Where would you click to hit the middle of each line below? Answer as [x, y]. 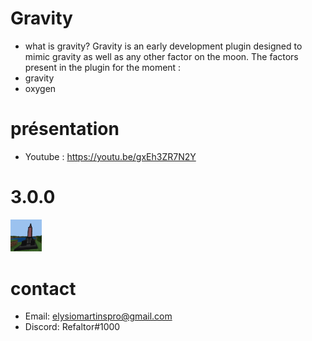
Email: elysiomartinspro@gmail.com [98, 316]
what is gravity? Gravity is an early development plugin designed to [163, 46]
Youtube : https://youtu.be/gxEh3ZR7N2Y [110, 156]
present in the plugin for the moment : [103, 67]
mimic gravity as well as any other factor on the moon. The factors [161, 56]
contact [43, 288]
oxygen [40, 88]
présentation [65, 129]
